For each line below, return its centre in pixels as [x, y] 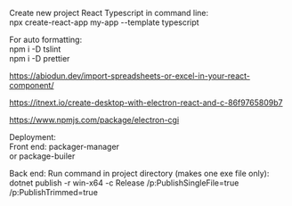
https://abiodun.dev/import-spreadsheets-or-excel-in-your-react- [130, 76]
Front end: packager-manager [65, 147]
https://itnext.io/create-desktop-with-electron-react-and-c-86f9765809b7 [146, 103]
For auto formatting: [46, 40]
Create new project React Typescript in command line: [109, 13]
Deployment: [32, 137]
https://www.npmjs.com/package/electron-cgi [94, 120]
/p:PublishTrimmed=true [53, 192]
